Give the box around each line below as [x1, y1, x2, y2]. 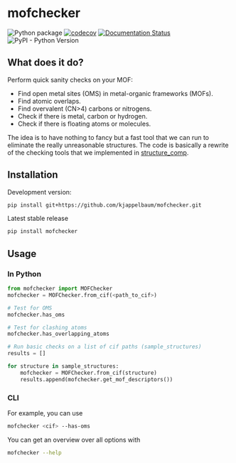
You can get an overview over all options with [7, 435, 141, 444]
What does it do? [7, 57, 84, 69]
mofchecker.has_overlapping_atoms [7, 330, 110, 338]
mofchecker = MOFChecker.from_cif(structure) [20, 369, 158, 376]
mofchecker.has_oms [7, 311, 65, 318]
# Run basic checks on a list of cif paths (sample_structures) [7, 343, 202, 351]
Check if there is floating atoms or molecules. [17, 119, 151, 128]
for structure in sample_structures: [7, 363, 119, 370]
